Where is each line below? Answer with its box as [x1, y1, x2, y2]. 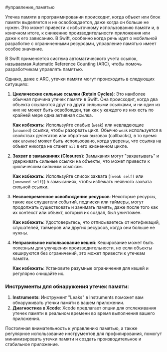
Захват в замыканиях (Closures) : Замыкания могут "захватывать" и [12, 153, 160, 159]
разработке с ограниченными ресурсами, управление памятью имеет [5, 41, 157, 47]
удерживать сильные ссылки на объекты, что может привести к [12, 158, 151, 164]
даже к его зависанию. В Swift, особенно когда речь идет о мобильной [5, 35, 158, 41]
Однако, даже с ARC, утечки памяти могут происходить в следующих [5, 76, 155, 82]
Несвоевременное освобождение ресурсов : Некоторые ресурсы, [12, 194, 157, 199]
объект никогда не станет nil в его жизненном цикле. [12, 143, 129, 149]
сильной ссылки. [12, 184, 49, 190]
